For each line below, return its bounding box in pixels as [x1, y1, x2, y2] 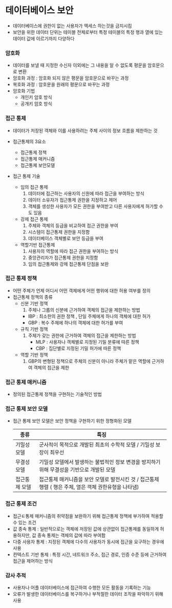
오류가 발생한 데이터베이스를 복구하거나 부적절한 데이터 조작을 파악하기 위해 [12, 591, 164, 597]
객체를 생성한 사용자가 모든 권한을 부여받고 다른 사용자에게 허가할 [28, 203, 158, 209]
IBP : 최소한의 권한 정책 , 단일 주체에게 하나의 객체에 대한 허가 [28, 313, 151, 319]
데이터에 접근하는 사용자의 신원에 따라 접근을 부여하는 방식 [28, 190, 144, 197]
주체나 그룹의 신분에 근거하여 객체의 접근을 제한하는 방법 [28, 306, 140, 313]
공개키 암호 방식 [20, 101, 52, 107]
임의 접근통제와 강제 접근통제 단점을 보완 [28, 261, 109, 267]
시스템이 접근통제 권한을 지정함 [28, 229, 90, 235]
